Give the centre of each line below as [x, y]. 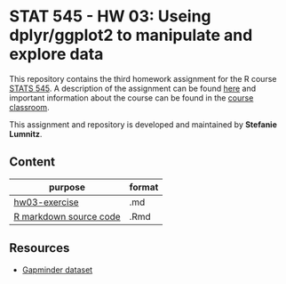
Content [32, 162]
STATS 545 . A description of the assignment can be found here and [133, 88]
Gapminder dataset [57, 270]
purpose [67, 187]
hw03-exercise [46, 202]
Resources [40, 248]
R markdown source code [68, 216]
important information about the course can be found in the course [131, 97]
